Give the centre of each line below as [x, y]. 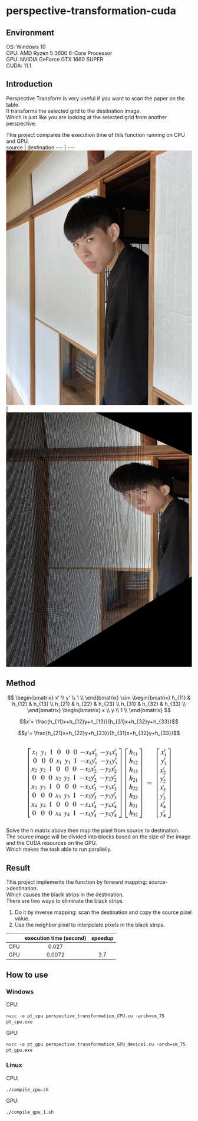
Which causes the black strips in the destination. [65, 894]
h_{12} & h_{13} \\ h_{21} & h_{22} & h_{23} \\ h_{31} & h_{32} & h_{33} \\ [99, 704]
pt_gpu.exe [19, 1050]
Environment [30, 33]
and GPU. [18, 141]
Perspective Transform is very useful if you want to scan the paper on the [95, 98]
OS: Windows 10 [26, 47]
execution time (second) [55, 938]
